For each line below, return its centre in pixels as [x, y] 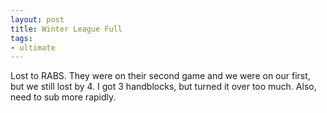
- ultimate [33, 47]
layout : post [37, 19]
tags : [21, 38]
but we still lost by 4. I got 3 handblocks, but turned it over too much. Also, [163, 87]
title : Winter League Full [66, 29]
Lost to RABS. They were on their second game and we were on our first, [160, 76]
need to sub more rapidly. [63, 97]
